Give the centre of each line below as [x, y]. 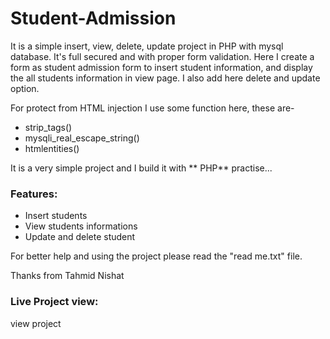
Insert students [56, 216]
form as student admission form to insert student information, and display [161, 67]
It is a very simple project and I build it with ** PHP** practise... [141, 168]
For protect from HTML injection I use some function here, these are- [152, 108]
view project [36, 323]
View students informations [81, 226]
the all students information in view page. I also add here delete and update [165, 78]
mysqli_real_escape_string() [82, 138]
